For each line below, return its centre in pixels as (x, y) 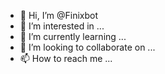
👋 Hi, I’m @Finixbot (59, 15)
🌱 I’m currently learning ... (73, 36)
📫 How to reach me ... (66, 58)
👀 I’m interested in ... (62, 26)
